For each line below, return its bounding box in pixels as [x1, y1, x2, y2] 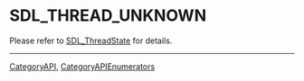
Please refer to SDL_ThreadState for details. [9, 35, 173, 46]
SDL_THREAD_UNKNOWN [9, 5, 206, 26]
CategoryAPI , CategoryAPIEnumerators [9, 60, 156, 72]
